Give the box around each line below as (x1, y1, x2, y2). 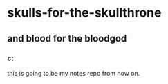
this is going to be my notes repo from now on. (7, 69, 140, 77)
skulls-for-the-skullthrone (7, 5, 162, 21)
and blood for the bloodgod (7, 33, 127, 44)
